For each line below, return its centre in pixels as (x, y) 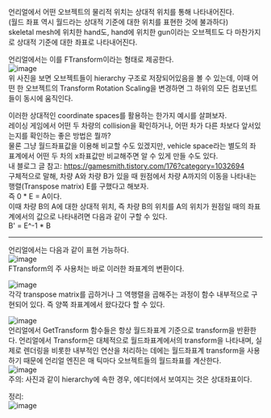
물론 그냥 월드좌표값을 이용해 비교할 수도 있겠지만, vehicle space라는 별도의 (128, 146)
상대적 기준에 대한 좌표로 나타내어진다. (77, 42)
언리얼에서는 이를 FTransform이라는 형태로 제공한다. (91, 59)
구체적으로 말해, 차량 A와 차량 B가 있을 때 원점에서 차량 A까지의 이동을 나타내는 (132, 176)
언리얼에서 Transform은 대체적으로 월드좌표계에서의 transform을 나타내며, (136, 340)
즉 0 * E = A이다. (35, 196)
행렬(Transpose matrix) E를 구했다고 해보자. (79, 186)
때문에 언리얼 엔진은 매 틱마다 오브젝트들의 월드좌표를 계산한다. (122, 361)
